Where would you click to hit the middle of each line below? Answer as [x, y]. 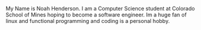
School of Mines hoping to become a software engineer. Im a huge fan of [96, 15]
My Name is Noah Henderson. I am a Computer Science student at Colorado [100, 9]
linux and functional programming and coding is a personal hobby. [88, 21]
